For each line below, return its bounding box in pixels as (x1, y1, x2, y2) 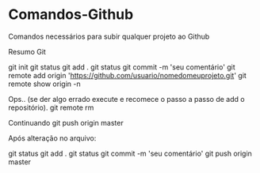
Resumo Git (8, 47, 46, 56)
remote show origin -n (8, 79, 81, 88)
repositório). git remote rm (8, 103, 94, 112)
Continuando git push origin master (8, 118, 124, 127)
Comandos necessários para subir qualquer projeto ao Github (8, 32, 210, 41)
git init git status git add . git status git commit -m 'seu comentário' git (8, 62, 235, 72)
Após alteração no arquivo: (8, 133, 97, 143)
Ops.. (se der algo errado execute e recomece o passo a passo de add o (8, 94, 245, 103)
